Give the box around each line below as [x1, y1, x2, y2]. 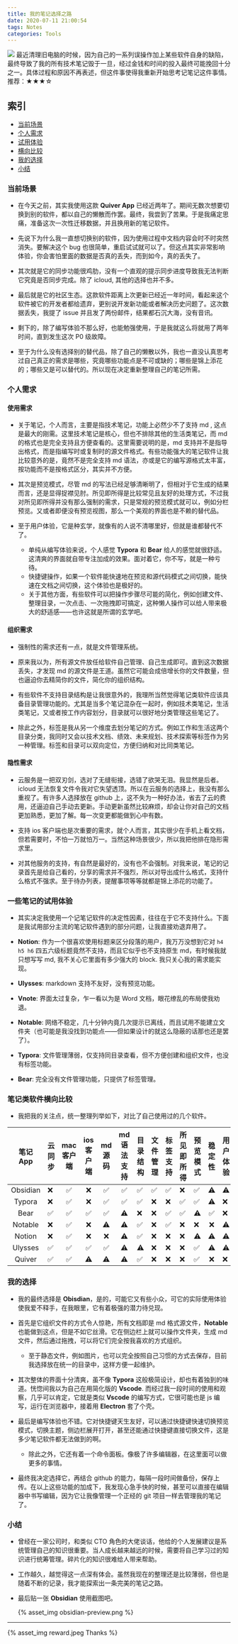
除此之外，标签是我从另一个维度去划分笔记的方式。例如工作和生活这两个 [17, 723, 229, 731]
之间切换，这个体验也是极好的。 [52, 581, 147, 589]
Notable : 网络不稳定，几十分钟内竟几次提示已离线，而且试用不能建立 [17, 1018, 220, 1027]
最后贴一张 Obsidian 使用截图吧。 [17, 1594, 117, 1603]
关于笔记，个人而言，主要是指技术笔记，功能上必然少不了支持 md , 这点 [17, 421, 227, 429]
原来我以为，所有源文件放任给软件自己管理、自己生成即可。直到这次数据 [17, 657, 229, 666]
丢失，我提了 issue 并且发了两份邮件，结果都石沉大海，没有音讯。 [23, 309, 217, 317]
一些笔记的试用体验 [7, 896, 73, 906]
